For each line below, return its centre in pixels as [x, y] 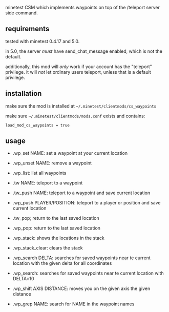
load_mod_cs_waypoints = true [38, 125]
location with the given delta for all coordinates [62, 263]
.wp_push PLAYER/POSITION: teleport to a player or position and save [87, 203]
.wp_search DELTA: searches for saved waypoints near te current [82, 258]
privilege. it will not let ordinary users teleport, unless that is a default [78, 72]
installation [24, 93]
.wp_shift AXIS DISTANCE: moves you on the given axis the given [81, 288]
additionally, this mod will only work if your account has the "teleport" [79, 67]
